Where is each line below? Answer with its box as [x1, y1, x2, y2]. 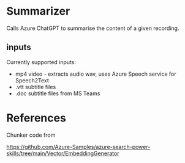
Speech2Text [15, 76, 49, 84]
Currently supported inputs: [6, 58, 77, 65]
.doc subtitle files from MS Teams [15, 90, 100, 97]
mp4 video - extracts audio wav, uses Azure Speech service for [15, 70, 176, 78]
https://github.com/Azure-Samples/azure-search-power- [6, 143, 151, 150]
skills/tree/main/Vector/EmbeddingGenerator [6, 150, 119, 157]
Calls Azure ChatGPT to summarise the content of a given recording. [6, 24, 179, 32]
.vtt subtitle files [15, 83, 56, 90]
